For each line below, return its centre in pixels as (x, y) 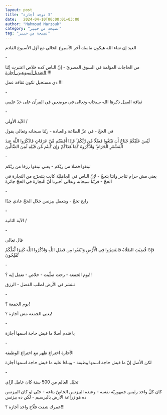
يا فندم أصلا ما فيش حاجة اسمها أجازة (40, 333)
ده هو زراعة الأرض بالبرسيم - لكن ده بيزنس (46, 397)
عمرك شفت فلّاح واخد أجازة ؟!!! (35, 407)
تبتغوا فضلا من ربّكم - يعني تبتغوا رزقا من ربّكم (48, 166)
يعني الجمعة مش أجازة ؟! (29, 314)
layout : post (19, 10)
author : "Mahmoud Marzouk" (33, 24)
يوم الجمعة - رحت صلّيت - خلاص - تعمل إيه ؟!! (48, 274)
